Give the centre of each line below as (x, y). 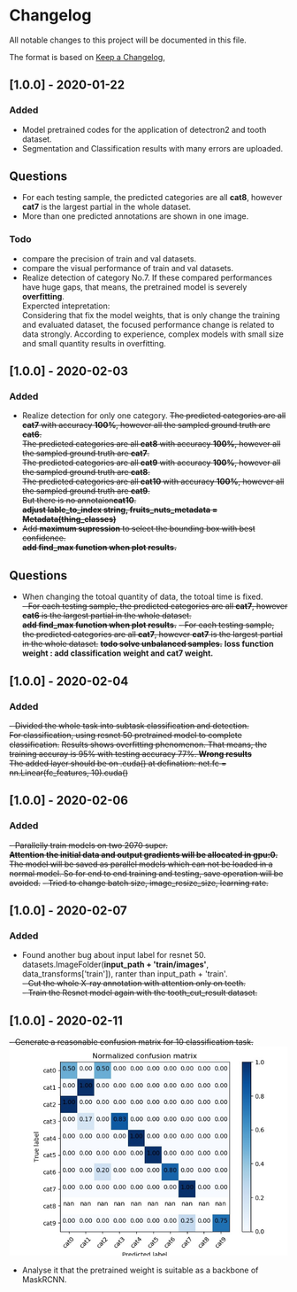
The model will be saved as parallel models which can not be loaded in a (141, 864)
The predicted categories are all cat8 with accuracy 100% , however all (151, 444)
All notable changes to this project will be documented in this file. (128, 40)
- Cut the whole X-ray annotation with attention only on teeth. (133, 984)
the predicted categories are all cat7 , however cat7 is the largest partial (152, 634)
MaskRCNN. (44, 1280)
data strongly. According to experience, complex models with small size (153, 334)
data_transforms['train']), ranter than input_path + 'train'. (125, 974)
